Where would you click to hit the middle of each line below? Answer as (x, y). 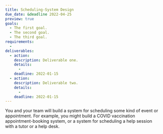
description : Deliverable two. (46, 83)
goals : (12, 23)
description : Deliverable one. (46, 60)
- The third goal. (29, 37)
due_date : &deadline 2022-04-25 (38, 14)
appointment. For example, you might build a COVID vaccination (70, 116)
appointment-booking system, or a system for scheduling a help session (79, 121)
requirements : (20, 42)
